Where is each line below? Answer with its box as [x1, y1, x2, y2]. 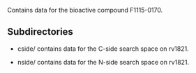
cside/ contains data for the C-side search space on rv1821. [17, 44, 190, 53]
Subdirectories [7, 26, 73, 38]
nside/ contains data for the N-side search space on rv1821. [17, 58, 190, 66]
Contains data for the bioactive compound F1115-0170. [7, 6, 163, 14]
